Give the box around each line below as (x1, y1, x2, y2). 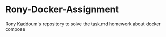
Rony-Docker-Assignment (5, 4, 119, 15)
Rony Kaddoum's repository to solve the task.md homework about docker (5, 21, 161, 27)
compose (5, 26, 26, 32)
